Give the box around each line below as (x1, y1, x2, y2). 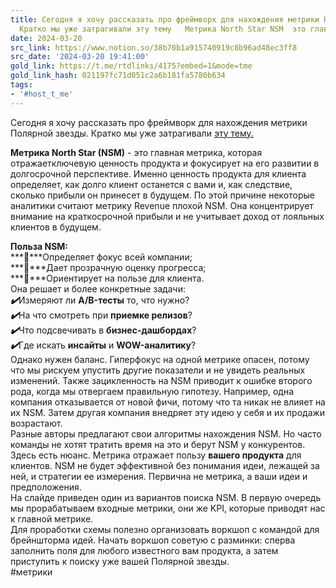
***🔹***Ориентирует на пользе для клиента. (10, 272, 205, 284)
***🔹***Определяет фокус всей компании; (10, 251, 193, 263)
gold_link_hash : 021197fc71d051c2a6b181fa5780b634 (10, 71, 226, 81)
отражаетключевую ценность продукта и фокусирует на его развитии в (10, 157, 320, 169)
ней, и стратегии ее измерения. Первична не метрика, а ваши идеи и (10, 470, 308, 482)
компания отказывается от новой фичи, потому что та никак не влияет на (10, 396, 326, 408)
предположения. (10, 481, 82, 493)
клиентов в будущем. (10, 221, 102, 233)
